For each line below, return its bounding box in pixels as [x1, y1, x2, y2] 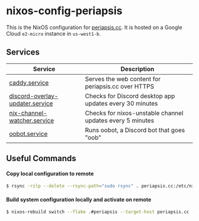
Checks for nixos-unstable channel [85, 108, 184, 117]
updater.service [9, 99, 53, 107]
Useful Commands [6, 153, 76, 164]
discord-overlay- [9, 92, 59, 100]
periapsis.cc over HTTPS [85, 82, 155, 90]
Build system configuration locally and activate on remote [6, 196, 152, 203]
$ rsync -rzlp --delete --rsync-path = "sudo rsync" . [6, 183, 139, 189]
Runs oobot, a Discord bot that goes [85, 126, 185, 134]
